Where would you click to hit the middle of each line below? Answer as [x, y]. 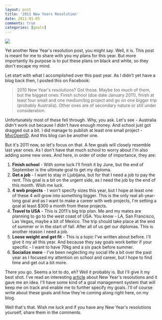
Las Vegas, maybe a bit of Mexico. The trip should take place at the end [83, 221]
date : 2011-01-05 [22, 18]
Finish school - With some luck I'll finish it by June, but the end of [78, 165]
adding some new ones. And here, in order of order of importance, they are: [81, 155]
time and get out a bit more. [40, 263]
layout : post [18, 9]
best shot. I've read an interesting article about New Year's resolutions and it [81, 277]
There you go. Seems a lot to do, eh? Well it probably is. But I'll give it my [78, 272]
